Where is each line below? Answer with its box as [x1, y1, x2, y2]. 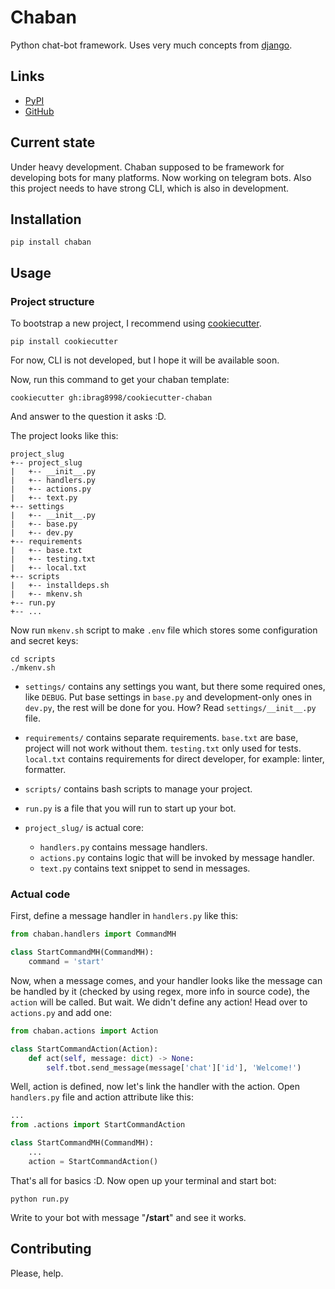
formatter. [24, 764, 67, 776]
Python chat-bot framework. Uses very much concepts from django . [10, 39, 293, 51]
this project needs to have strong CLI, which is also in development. [10, 182, 290, 194]
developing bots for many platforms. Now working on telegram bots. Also [10, 171, 312, 183]
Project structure [10, 294, 95, 308]
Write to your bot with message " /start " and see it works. [10, 1211, 247, 1223]
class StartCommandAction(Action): [10, 1044, 159, 1054]
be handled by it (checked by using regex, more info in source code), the [10, 985, 310, 997]
